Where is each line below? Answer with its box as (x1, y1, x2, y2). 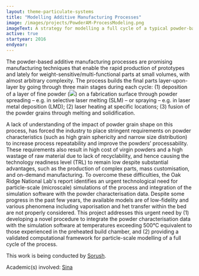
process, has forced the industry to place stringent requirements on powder (6, 127, 191, 134)
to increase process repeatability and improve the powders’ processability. (6, 139, 188, 147)
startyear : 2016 (6, 36, 46, 42)
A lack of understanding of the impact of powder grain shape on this (6, 120, 173, 128)
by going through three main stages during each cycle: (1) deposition (20, 83, 188, 90)
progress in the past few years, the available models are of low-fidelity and (6, 196, 189, 204)
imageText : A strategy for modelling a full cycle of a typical (6, 25, 168, 31)
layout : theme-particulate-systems (6, 8, 94, 15)
